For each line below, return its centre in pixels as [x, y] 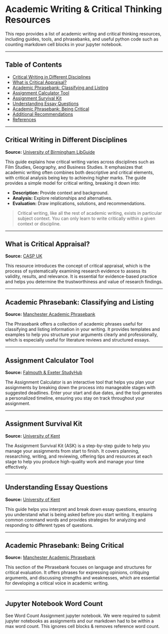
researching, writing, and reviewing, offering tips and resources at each [79, 456]
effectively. [17, 467]
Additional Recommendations [43, 114]
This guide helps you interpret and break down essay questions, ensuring [81, 509]
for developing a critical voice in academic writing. [57, 583]
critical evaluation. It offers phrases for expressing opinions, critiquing [77, 572]
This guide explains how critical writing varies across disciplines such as [80, 162]
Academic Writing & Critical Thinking [84, 9]
